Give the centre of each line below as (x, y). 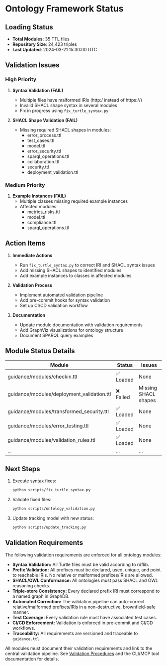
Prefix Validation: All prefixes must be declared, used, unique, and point (86, 570)
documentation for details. (32, 659)
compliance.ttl (42, 222)
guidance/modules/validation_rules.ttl (52, 440)
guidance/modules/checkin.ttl (42, 377)
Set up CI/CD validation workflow (54, 305)
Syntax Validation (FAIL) (38, 90)
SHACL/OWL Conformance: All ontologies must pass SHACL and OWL (85, 580)
